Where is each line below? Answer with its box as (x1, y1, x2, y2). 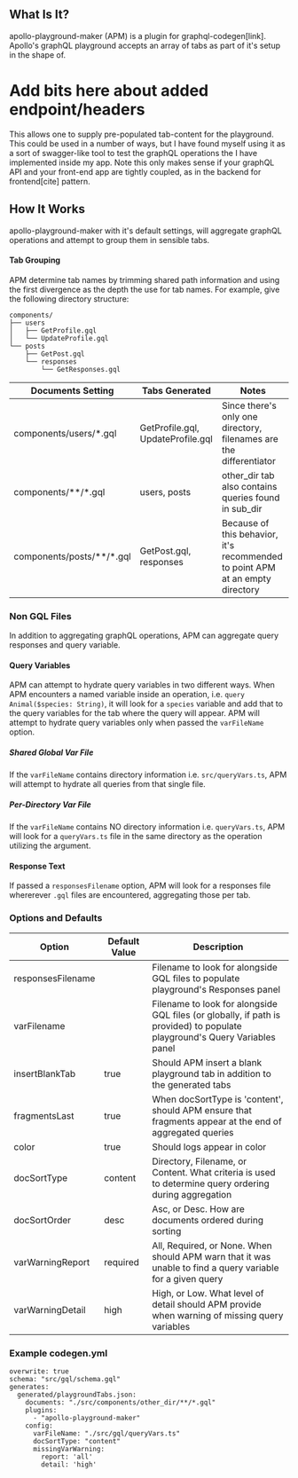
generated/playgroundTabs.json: (17, 1390, 137, 1399)
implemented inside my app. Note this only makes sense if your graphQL (9, 157, 275, 168)
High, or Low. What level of (152, 1286, 264, 1299)
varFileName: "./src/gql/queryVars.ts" (32, 1429, 180, 1438)
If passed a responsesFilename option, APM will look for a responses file (9, 880, 271, 891)
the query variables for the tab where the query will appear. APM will (9, 708, 260, 719)
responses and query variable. (9, 640, 122, 650)
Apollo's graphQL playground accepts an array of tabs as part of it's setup (9, 40, 281, 51)
